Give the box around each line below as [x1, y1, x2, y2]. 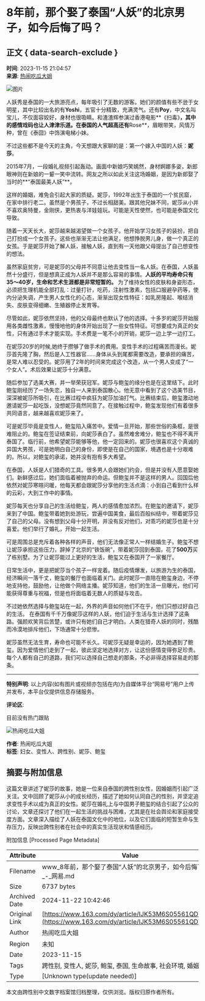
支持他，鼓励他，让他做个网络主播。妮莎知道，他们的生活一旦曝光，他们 [11, 582, 193, 589]
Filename [9, 867, 36, 875]
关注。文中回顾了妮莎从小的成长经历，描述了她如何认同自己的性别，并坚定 [6, 792, 193, 800]
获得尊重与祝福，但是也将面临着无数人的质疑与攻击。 [11, 590, 145, 596]
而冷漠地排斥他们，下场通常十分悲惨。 [6, 626, 103, 633]
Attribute [9, 851, 37, 859]
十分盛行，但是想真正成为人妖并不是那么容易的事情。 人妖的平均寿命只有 [11, 271, 193, 278]
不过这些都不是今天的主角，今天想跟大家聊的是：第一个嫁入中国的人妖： [6, 142, 188, 149]
